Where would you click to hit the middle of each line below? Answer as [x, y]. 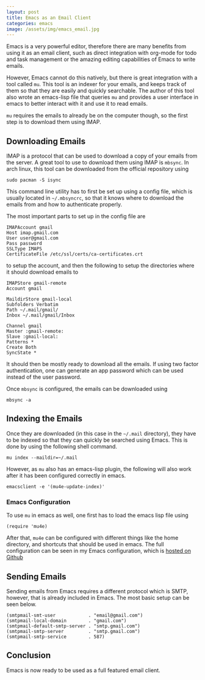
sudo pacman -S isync [34, 180]
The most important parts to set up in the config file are [76, 216]
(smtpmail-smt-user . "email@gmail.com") [75, 615]
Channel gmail [24, 326]
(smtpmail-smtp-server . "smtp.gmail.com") [73, 631]
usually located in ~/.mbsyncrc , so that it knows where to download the [95, 198]
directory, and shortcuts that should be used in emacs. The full [85, 544]
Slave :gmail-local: [33, 337]
